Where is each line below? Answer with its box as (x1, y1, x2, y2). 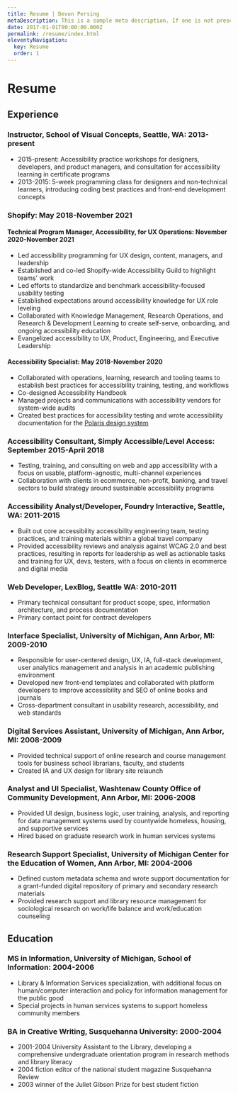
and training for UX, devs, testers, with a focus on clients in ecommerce (17, 557, 227, 565)
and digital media (17, 564, 69, 573)
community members (17, 1008, 80, 1017)
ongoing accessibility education (17, 326, 111, 335)
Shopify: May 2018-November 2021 (7, 210, 132, 220)
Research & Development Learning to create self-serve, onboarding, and (17, 318, 230, 327)
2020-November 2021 (7, 235, 74, 244)
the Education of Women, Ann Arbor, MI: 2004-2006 (7, 858, 193, 868)
